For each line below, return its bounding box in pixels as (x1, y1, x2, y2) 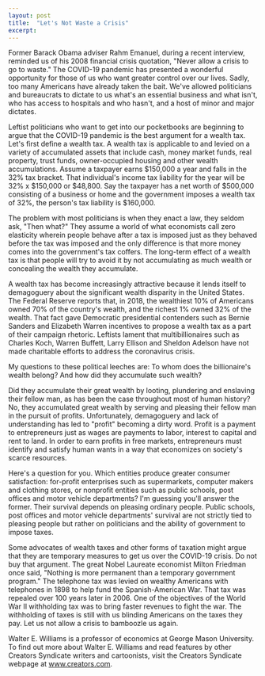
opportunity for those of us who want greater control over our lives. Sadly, (8, 73, 250, 83)
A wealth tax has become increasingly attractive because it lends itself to (8, 279, 247, 289)
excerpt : (8, 26, 37, 34)
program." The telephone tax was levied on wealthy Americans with (8, 576, 229, 586)
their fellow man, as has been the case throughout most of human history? (8, 394, 251, 404)
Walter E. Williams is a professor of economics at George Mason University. (8, 634, 255, 644)
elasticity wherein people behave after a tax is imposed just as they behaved (8, 231, 258, 240)
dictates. (8, 107, 37, 116)
